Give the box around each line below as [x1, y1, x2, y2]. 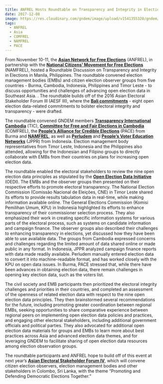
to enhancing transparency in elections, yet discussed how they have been [5, 230, 155, 236]
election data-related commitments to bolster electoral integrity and [5, 103, 140, 109]
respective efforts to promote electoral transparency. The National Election [5, 184, 154, 190]
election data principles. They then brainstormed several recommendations [5, 297, 155, 302]
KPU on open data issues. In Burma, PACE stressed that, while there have [5, 261, 152, 267]
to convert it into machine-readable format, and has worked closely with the [5, 256, 157, 262]
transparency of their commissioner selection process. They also [5, 209, 135, 215]
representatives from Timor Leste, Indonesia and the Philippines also [5, 143, 142, 149]
